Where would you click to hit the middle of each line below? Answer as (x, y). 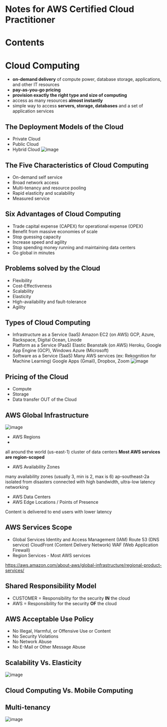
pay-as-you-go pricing (36, 90)
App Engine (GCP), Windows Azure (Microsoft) (60, 351)
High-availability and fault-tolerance (49, 302)
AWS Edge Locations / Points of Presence (55, 502)
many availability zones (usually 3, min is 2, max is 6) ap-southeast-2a (77, 476)
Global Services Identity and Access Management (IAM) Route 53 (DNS (86, 539)
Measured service (31, 198)
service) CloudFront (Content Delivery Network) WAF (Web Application (85, 545)
